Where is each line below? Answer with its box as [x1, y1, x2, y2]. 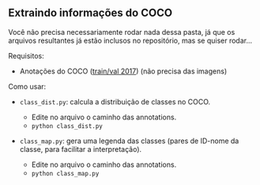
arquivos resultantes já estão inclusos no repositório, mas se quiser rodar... [8, 36, 253, 45]
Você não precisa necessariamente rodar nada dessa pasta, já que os [8, 27, 236, 36]
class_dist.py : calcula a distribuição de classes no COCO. [19, 96, 211, 106]
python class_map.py [31, 169, 100, 177]
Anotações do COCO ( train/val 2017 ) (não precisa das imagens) [19, 66, 228, 76]
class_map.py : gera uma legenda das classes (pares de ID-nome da [19, 136, 239, 145]
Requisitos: [8, 51, 45, 60]
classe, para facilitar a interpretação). [19, 144, 142, 153]
